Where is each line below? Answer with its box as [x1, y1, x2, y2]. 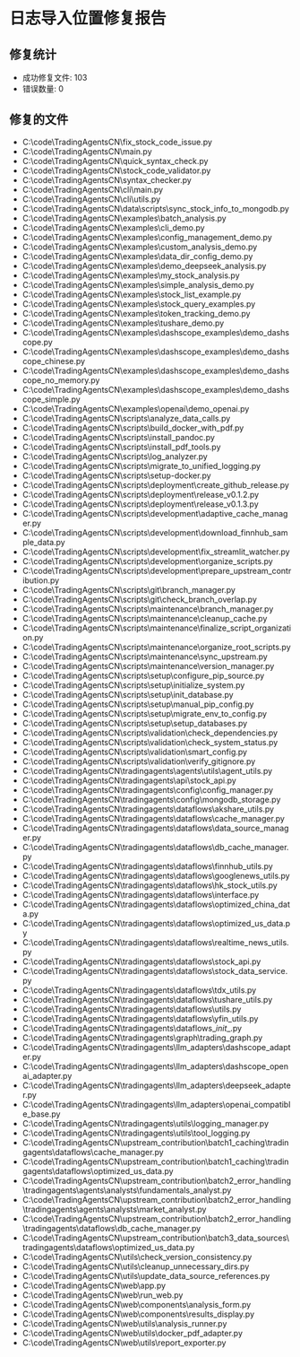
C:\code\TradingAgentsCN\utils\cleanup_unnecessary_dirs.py [21, 1261, 250, 1272]
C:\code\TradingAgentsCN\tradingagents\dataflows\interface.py [21, 889, 260, 900]
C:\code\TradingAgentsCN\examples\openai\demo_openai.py [21, 403, 250, 413]
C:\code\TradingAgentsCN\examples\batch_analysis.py [21, 213, 227, 223]
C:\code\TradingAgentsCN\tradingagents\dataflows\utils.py [21, 1004, 242, 1014]
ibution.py [21, 575, 60, 586]
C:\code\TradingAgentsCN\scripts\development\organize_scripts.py [21, 555, 273, 566]
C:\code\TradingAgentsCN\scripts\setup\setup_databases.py [21, 718, 248, 728]
